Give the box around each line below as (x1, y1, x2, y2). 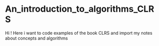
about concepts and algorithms (5, 35, 68, 41)
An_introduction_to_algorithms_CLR (5, 3, 155, 15)
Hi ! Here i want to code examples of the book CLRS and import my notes (5, 30, 153, 36)
